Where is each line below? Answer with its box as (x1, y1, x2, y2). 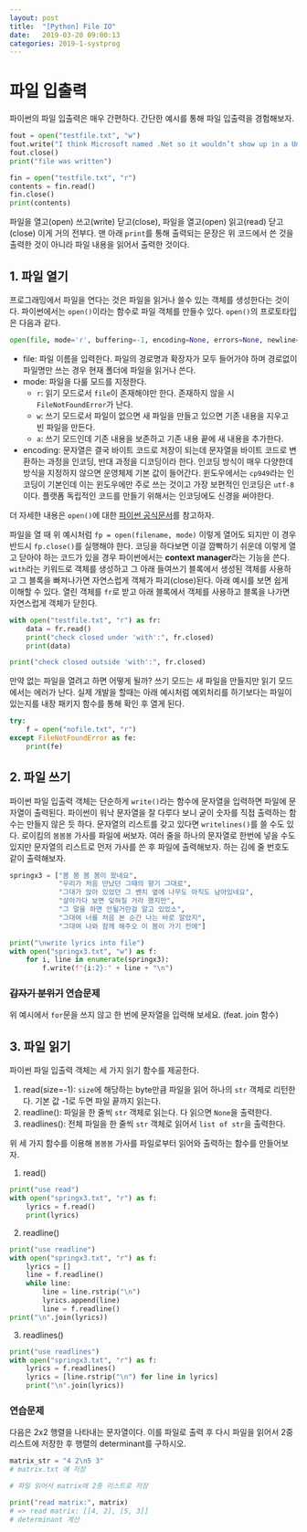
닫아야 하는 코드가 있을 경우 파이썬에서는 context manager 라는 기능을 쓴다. (18, 552, 291, 563)
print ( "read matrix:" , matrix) (9, 1497, 129, 1507)
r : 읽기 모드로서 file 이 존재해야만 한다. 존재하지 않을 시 (36, 387, 235, 398)
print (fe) (26, 742, 64, 751)
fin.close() (9, 190, 55, 199)
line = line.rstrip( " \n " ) (42, 1287, 142, 1297)
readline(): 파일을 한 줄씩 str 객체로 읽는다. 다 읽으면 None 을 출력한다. (22, 1107, 272, 1118)
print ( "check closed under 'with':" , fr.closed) (26, 632, 215, 642)
